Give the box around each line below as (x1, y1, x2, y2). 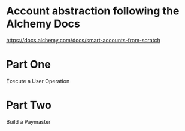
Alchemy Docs (6, 17, 81, 31)
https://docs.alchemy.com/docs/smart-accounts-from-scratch (6, 36, 160, 44)
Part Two (6, 99, 52, 112)
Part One (6, 58, 51, 71)
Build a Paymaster (6, 118, 51, 125)
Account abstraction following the (6, 4, 180, 18)
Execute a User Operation (6, 77, 70, 84)
